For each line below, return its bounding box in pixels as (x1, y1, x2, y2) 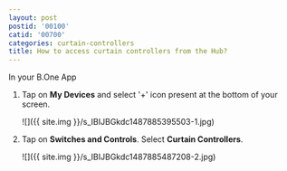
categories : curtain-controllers (8, 38, 135, 48)
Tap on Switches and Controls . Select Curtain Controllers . (21, 134, 244, 145)
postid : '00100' (8, 22, 70, 31)
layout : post (8, 13, 58, 23)
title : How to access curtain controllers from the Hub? (8, 47, 228, 56)
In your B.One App (8, 71, 77, 82)
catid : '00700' (8, 30, 66, 39)
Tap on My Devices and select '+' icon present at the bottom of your (21, 90, 278, 100)
